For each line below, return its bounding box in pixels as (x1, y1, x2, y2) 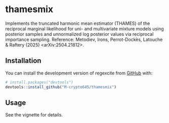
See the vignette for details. (5, 112, 63, 118)
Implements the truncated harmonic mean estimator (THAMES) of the (5, 20, 150, 26)
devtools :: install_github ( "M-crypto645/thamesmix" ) (5, 85, 116, 90)
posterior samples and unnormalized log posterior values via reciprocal (5, 31, 154, 37)
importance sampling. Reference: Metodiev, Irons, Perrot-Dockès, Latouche (5, 36, 163, 43)
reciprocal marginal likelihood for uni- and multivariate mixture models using (5, 25, 164, 31)
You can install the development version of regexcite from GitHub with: (5, 70, 153, 76)
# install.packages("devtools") (5, 79, 73, 85)
